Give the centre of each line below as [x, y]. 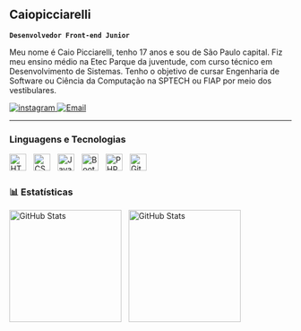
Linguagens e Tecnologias [68, 139]
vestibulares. [33, 90]
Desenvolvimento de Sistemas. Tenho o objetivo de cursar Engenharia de [145, 71]
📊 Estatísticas [41, 192]
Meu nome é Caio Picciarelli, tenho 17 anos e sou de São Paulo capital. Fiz [146, 52]
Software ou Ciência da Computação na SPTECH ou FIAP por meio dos [140, 81]
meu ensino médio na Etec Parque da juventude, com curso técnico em [141, 61]
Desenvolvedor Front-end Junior [69, 35]
